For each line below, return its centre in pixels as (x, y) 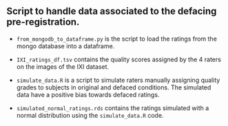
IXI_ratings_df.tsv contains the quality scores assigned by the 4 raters (119, 59)
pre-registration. (43, 22)
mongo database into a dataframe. (65, 46)
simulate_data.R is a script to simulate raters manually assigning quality (118, 80)
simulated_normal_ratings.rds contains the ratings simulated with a (113, 108)
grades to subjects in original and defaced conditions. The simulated (114, 87)
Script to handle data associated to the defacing (112, 11)
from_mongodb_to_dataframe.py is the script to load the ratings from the (117, 39)
